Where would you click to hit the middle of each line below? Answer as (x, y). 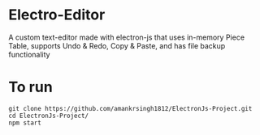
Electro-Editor (57, 15)
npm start (25, 123)
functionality (29, 54)
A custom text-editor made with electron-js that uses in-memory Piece (127, 37)
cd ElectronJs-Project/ (49, 116)
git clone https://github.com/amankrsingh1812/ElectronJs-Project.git (130, 108)
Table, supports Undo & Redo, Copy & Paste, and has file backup (117, 45)
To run (30, 87)
